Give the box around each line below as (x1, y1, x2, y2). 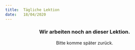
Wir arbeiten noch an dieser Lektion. (39, 28, 130, 35)
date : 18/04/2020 (5, 12, 46, 17)
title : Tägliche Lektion (5, 7, 59, 12)
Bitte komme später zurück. (56, 39, 113, 45)
